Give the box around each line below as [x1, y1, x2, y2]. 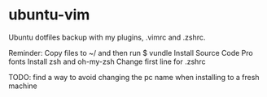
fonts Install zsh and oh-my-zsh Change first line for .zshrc [8, 57, 206, 66]
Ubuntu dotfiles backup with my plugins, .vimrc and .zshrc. [8, 32, 206, 42]
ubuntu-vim [8, 6, 90, 24]
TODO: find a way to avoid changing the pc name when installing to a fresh [8, 72, 260, 82]
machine [8, 81, 38, 91]
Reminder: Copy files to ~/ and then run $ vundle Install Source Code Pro [8, 48, 254, 57]
